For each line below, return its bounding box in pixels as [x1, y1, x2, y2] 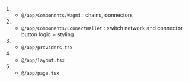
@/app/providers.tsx [21, 45, 73, 51]
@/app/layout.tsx [21, 57, 65, 63]
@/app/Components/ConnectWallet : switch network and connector [21, 24, 183, 31]
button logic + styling [21, 31, 74, 38]
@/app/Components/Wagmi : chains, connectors [21, 11, 133, 19]
